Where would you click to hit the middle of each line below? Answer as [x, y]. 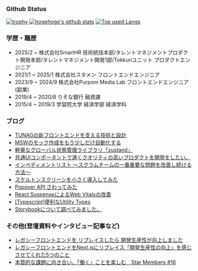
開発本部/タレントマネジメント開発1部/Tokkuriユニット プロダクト [100, 60]
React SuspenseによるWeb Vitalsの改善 [63, 194]
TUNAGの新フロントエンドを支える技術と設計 [71, 135]
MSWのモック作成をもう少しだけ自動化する [68, 142]
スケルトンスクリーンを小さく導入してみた [66, 179]
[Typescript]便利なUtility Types [53, 202]
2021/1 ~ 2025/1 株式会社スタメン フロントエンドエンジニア [87, 74]
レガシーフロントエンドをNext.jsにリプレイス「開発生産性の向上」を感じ [103, 247]
